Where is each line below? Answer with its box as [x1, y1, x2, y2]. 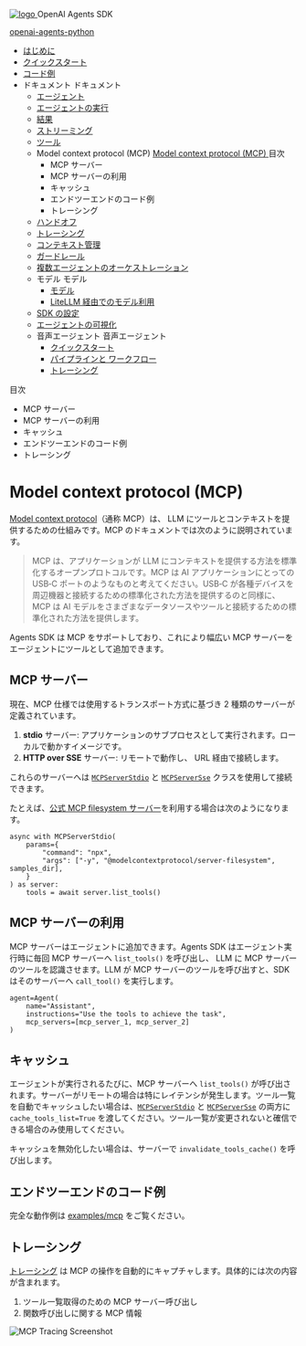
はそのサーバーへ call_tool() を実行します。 [9, 975, 179, 986]
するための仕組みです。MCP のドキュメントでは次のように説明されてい [16, 524, 285, 535]
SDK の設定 [36, 308, 80, 319]
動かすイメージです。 [47, 741, 127, 752]
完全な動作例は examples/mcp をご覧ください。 [9, 1210, 190, 1221]
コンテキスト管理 [36, 239, 101, 250]
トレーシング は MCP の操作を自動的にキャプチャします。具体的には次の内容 [9, 1266, 298, 1276]
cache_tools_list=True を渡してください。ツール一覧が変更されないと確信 [9, 1112, 290, 1123]
